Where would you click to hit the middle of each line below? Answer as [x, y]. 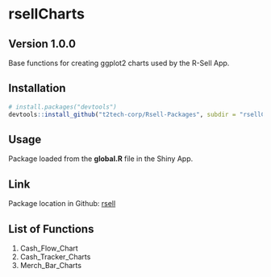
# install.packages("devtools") [63, 107]
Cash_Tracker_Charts [55, 257]
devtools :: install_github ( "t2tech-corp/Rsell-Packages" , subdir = [122, 114]
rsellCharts [47, 14]
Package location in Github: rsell [62, 204]
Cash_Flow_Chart [49, 248]
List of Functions [51, 229]
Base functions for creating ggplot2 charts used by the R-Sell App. [119, 63]
